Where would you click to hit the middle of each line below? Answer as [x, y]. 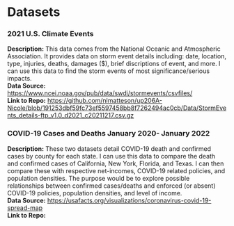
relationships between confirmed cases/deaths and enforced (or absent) [111, 186]
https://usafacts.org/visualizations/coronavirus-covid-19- [129, 200]
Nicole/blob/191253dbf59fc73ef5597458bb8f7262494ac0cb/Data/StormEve [117, 108]
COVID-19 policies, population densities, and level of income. [95, 193]
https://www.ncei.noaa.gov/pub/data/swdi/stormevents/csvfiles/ [100, 93]
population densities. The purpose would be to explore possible [99, 178]
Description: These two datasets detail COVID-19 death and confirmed [109, 148]
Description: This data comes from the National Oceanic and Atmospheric [114, 49]
